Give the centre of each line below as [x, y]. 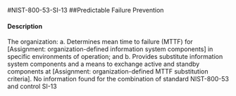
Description [25, 26]
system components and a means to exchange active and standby [104, 64]
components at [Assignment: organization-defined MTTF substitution [108, 71]
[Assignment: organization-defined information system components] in [110, 49]
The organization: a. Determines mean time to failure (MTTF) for [100, 42]
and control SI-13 [32, 86]
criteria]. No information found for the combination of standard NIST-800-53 [118, 79]
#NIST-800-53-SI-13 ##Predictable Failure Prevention [86, 10]
